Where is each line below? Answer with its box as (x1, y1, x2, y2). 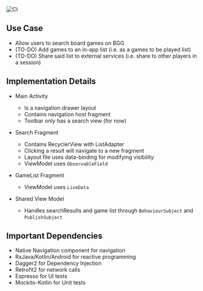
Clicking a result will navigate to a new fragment (24, 147, 144, 154)
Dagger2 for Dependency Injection (15, 259, 102, 267)
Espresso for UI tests (15, 273, 68, 280)
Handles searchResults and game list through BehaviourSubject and (24, 207, 194, 214)
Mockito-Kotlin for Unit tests (15, 279, 86, 286)
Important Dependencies (6, 231, 103, 241)
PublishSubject (24, 214, 62, 221)
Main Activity (15, 92, 48, 99)
